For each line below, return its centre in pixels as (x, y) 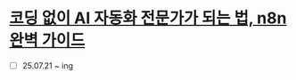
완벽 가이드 (47, 40)
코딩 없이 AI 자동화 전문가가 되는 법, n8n (148, 18)
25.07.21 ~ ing (48, 65)
